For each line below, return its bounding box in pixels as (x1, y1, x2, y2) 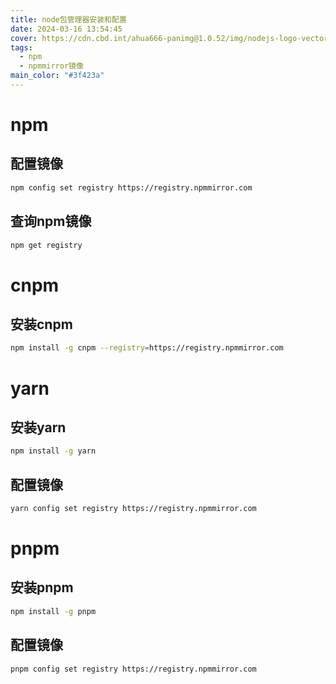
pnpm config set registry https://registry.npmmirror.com (10, 664, 257, 674)
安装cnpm (10, 316, 73, 333)
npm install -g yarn (10, 446, 97, 456)
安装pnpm (10, 579, 74, 596)
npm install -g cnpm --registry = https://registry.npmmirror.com (10, 343, 284, 353)
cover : (10, 33, 38, 43)
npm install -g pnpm (10, 606, 97, 616)
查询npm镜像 (10, 213, 92, 230)
